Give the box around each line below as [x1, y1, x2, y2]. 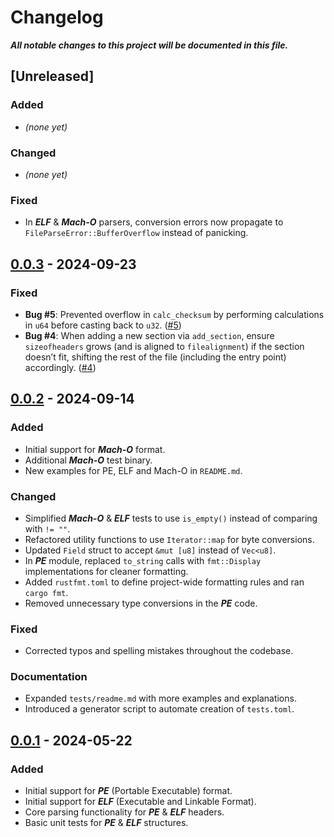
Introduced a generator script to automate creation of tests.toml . [24, 703, 295, 715]
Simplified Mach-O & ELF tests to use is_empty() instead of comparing [24, 512, 318, 524]
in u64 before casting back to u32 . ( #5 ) [24, 319, 182, 331]
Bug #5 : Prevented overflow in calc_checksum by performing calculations [24, 308, 325, 320]
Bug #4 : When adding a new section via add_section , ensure [24, 329, 275, 341]
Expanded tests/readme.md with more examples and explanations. [24, 692, 297, 705]
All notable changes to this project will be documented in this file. [10, 39, 289, 51]
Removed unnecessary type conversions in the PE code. [24, 597, 258, 609]
